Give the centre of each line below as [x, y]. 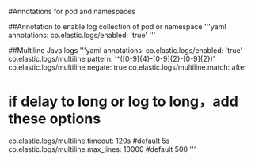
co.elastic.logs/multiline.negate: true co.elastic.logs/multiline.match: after [127, 67]
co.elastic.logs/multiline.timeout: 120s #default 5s [89, 141]
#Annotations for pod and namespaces [72, 11]
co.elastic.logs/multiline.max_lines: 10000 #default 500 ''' [102, 149]
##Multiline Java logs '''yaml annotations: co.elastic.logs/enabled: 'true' [126, 50]
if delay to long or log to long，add [124, 102]
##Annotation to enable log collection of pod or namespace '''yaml [117, 26]
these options [55, 119]
